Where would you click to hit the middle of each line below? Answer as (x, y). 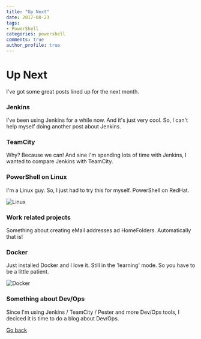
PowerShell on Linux (37, 177)
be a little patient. (28, 272)
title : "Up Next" (28, 12)
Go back (17, 330)
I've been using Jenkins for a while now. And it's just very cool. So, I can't (97, 120)
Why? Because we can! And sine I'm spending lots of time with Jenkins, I (97, 155)
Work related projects (38, 217)
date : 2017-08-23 (28, 17)
